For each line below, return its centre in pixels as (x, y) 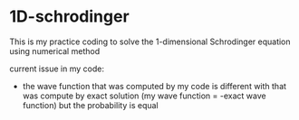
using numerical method (55, 51)
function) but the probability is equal (90, 105)
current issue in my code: (57, 69)
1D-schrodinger (69, 17)
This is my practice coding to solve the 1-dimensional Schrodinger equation (150, 42)
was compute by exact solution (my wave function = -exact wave (144, 96)
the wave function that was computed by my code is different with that (154, 86)
